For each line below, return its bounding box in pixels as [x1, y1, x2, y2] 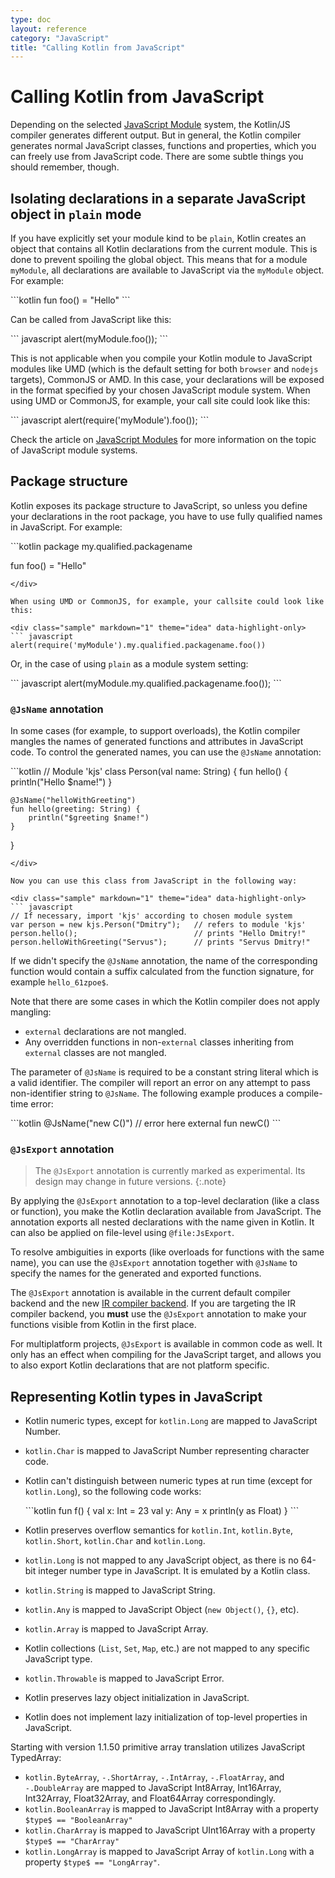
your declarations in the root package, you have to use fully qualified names [10, 510, 323, 522]
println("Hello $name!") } [10, 776, 113, 788]
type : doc [10, 14, 52, 25]
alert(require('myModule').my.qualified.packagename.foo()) [10, 640, 267, 650]
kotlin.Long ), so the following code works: [24, 1486, 202, 1498]
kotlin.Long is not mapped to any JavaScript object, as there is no [24, 1554, 299, 1566]
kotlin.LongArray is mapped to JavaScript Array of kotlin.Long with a [24, 1846, 315, 1858]
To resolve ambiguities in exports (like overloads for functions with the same [10, 1246, 325, 1258]
